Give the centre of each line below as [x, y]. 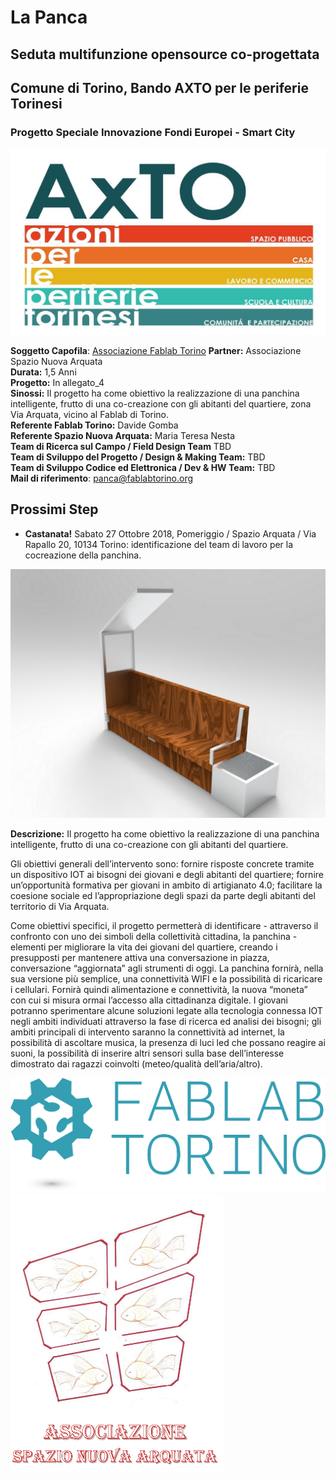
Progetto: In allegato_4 [57, 383]
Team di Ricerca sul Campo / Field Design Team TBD [121, 447]
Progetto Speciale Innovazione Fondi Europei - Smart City [153, 132]
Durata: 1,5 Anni [43, 372]
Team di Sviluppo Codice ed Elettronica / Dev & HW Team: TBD [143, 468]
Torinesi [36, 103]
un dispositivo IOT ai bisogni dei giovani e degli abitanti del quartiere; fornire [167, 874]
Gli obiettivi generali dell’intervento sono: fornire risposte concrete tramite [162, 863]
